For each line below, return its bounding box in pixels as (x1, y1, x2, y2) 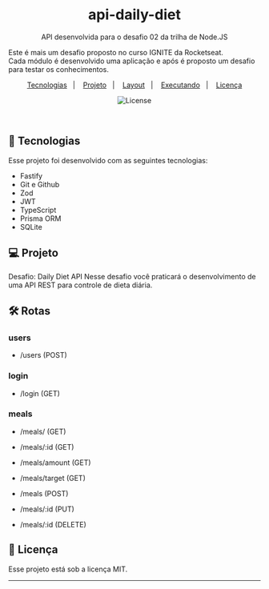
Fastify (19, 170, 42, 181)
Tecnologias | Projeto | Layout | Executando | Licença (26, 80, 243, 90)
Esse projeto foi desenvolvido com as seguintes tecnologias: (8, 155, 208, 165)
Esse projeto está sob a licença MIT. (8, 564, 128, 574)
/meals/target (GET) (19, 473, 86, 483)
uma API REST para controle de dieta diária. (8, 280, 153, 290)
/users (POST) (19, 351, 68, 360)
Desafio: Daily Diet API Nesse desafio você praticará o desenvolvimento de (8, 271, 256, 281)
